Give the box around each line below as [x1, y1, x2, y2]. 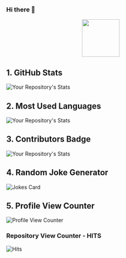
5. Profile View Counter [6, 200, 95, 211]
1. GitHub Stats [6, 67, 63, 77]
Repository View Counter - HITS [6, 232, 102, 240]
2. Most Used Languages [6, 101, 101, 111]
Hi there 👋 [6, 5, 36, 14]
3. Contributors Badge [6, 134, 91, 145]
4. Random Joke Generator [6, 167, 109, 178]
